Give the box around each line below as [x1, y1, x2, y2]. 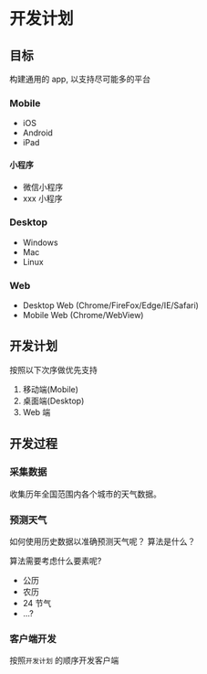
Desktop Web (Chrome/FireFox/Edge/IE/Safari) [22, 300, 199, 311]
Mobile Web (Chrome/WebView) [22, 310, 144, 321]
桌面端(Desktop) [22, 395, 85, 406]
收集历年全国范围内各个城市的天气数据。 [9, 488, 161, 499]
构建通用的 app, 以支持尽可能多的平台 [9, 74, 150, 84]
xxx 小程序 [22, 193, 63, 204]
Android [22, 127, 53, 138]
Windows [22, 237, 58, 248]
